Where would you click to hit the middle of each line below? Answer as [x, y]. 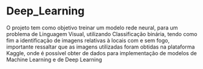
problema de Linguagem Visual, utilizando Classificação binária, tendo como [102, 34]
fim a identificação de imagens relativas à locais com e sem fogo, [88, 40]
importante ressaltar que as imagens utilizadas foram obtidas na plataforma [101, 47]
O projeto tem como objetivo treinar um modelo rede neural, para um [92, 28]
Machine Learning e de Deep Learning [54, 59]
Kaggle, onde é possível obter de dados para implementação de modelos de [101, 53]
